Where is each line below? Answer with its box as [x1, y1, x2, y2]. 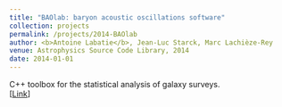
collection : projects [9, 21, 90, 30]
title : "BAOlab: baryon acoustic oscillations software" [9, 12, 226, 22]
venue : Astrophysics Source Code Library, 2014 [9, 46, 190, 55]
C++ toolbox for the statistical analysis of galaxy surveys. [9, 79, 220, 89]
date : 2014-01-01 [9, 54, 74, 63]
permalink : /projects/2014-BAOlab [9, 29, 138, 38]
